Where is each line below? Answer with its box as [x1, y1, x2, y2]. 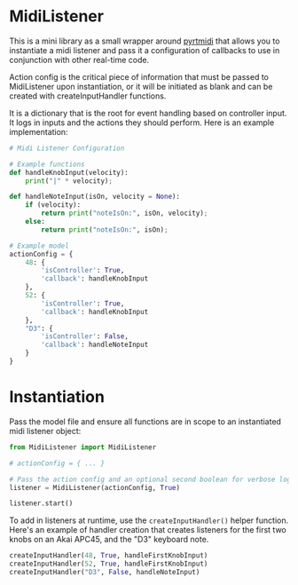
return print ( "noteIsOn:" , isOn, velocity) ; [41, 209, 208, 218]
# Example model [9, 241, 69, 250]
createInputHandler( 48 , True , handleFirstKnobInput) [9, 551, 208, 560]
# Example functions [9, 160, 86, 169]
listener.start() [9, 499, 74, 508]
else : [25, 217, 46, 226]
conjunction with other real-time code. [9, 54, 149, 65]
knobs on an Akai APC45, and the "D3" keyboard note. [9, 534, 209, 545]
